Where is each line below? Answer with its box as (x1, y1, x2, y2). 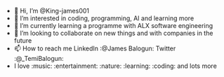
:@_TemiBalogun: (13, 55, 65, 62)
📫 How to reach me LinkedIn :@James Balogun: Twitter (13, 44, 176, 52)
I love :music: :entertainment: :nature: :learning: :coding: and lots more (13, 62, 218, 70)
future (13, 36, 32, 45)
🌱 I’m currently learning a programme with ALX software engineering (13, 22, 213, 29)
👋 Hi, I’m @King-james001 (13, 7, 90, 15)
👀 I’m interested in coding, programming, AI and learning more (13, 14, 195, 22)
